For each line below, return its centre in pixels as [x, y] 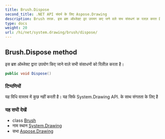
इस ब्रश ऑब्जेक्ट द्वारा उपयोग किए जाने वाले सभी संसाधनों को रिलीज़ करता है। [65, 64]
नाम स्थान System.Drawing [37, 126]
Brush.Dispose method [41, 52]
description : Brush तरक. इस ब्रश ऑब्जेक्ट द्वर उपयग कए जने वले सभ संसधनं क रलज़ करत [81, 19]
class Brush [24, 120]
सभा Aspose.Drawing [33, 131]
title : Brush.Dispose [27, 10]
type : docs [16, 23]
